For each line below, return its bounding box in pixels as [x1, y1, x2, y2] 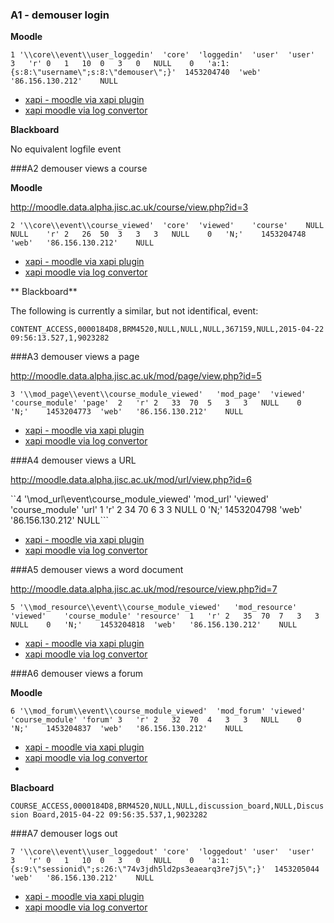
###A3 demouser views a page [10, 351, 140, 363]
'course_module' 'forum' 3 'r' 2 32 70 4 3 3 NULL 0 [10, 715, 302, 725]
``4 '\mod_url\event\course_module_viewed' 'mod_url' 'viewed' [10, 493, 270, 505]
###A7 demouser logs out [10, 828, 118, 840]
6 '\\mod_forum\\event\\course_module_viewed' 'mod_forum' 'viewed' [10, 706, 307, 717]
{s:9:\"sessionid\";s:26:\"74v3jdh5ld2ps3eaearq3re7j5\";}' [10, 864, 267, 875]
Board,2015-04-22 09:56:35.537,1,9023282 [32, 810, 208, 820]
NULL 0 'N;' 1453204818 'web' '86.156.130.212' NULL [10, 620, 298, 630]
